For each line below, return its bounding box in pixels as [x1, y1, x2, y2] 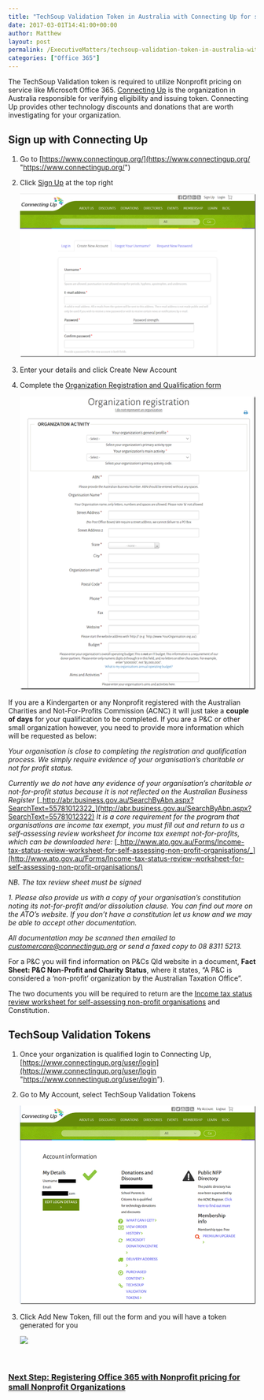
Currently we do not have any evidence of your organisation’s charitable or [8, 779, 252, 788]
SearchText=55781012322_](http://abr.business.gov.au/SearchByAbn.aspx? [8, 804, 252, 814]
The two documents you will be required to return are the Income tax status [8, 989, 253, 999]
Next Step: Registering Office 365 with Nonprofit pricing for [8, 1372, 241, 1383]
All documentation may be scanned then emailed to [8, 933, 176, 943]
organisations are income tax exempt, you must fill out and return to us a [8, 821, 245, 830]
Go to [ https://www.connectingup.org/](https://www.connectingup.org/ [19, 154, 251, 163]
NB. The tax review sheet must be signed [8, 877, 141, 887]
